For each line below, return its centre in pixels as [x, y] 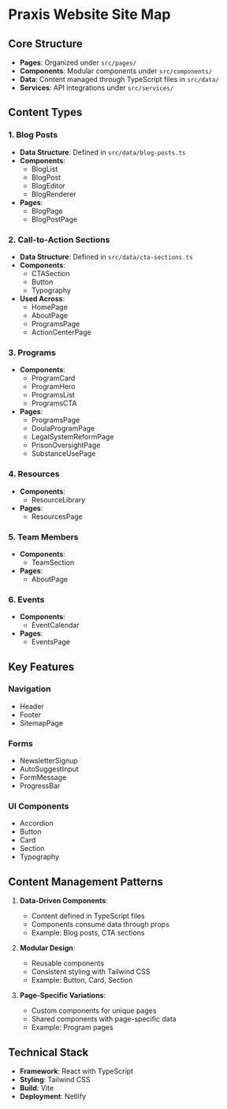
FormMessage [43, 778]
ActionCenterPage [61, 332]
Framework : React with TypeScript [76, 1071]
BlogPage [47, 211]
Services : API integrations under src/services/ [97, 88]
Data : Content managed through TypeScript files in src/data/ [119, 79]
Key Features [41, 667]
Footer [30, 715]
